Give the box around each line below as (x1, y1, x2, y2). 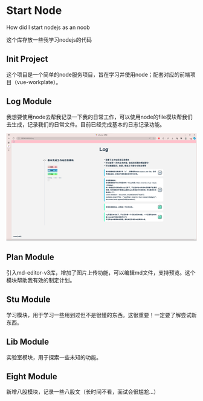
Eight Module (6, 371, 57, 382)
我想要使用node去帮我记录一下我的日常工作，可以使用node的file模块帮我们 (6, 113, 193, 120)
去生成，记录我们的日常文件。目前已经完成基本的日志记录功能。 (6, 120, 165, 128)
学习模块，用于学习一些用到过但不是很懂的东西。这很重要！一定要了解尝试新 (6, 311, 197, 318)
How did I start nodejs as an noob (6, 24, 91, 31)
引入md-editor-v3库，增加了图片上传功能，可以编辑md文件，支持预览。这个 (6, 269, 196, 276)
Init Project (6, 54, 48, 64)
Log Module (6, 96, 52, 106)
